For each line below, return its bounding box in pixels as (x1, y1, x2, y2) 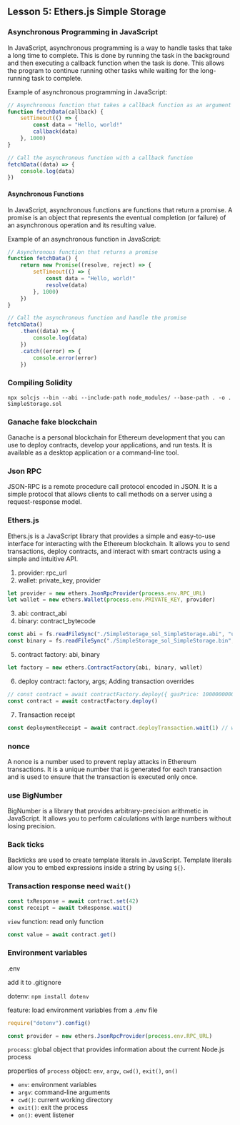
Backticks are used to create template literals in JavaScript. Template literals (7, 856, 232, 864)
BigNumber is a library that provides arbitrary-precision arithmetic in (7, 807, 209, 816)
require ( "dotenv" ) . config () (7, 1019, 91, 1026)
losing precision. (7, 822, 56, 831)
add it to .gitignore (7, 978, 62, 986)
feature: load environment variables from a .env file (7, 1006, 159, 1014)
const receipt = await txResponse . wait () (7, 904, 133, 911)
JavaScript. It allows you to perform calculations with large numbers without (7, 814, 231, 823)
